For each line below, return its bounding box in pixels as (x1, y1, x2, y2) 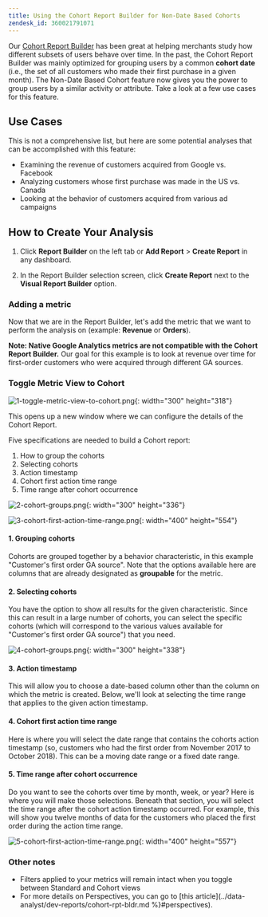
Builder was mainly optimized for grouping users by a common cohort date (8, 57, 255, 68)
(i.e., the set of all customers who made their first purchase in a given (8, 66, 237, 76)
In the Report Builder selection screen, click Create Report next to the (19, 270, 250, 280)
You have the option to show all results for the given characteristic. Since (8, 604, 249, 614)
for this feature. (8, 92, 59, 101)
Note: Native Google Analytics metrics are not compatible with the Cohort (8, 340, 258, 351)
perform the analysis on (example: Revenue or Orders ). (8, 325, 191, 335)
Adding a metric (8, 299, 72, 310)
